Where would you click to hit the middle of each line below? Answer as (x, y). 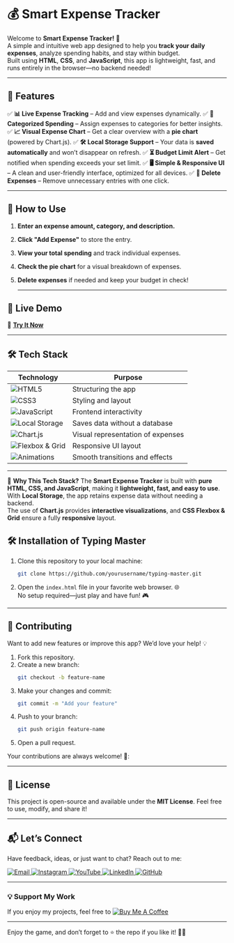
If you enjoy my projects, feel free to (59, 912)
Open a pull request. (47, 743)
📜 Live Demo (35, 308)
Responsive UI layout (107, 446)
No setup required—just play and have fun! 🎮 (83, 595)
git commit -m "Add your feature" (67, 703)
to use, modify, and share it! (47, 809)
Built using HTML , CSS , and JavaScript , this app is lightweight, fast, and (111, 60)
